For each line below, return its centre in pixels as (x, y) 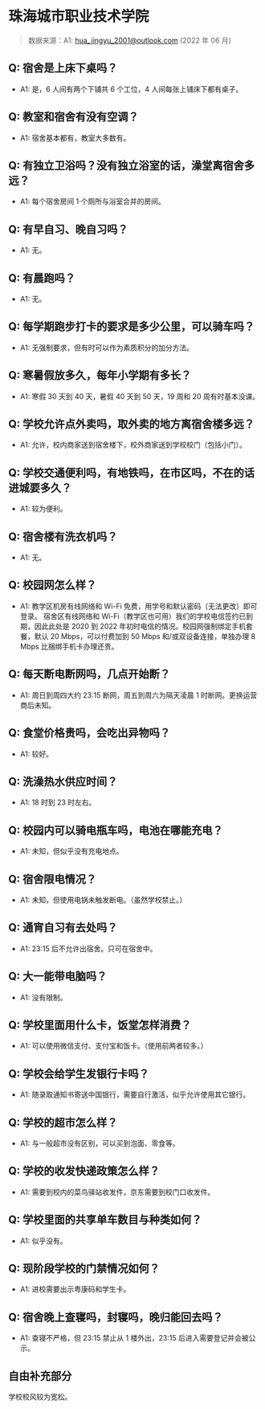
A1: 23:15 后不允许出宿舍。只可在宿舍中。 (88, 948)
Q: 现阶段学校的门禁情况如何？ (84, 1269)
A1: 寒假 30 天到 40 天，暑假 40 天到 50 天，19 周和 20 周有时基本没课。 (140, 396)
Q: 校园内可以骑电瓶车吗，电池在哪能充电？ (116, 830)
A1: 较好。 (37, 754)
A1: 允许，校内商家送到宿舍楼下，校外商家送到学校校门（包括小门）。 (133, 445)
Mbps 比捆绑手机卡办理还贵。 (69, 646)
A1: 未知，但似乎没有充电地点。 (71, 851)
